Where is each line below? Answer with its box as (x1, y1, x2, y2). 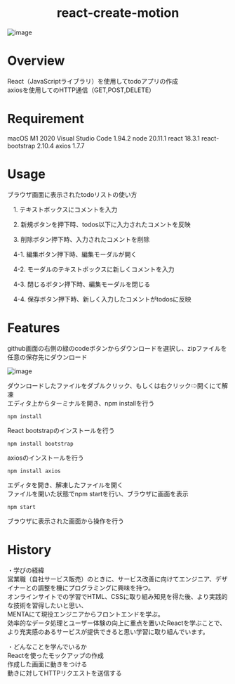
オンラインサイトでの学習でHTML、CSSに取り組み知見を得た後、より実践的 (7, 592, 228, 600)
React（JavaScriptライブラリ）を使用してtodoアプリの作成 (7, 77, 179, 85)
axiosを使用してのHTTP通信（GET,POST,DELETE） (7, 86, 156, 94)
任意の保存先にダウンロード (7, 353, 88, 361)
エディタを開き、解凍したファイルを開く (7, 480, 124, 489)
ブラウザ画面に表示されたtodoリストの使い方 (7, 190, 137, 198)
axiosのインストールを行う (7, 453, 84, 462)
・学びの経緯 (7, 566, 44, 574)
